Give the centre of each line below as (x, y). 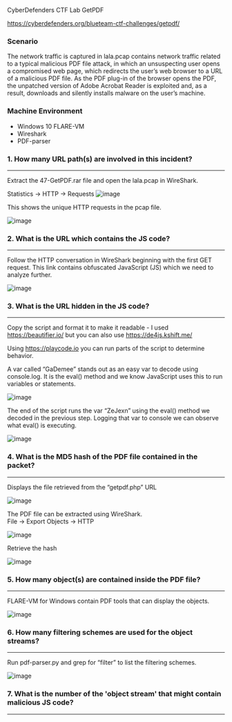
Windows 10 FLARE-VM (51, 126)
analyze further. (30, 275)
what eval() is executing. (42, 426)
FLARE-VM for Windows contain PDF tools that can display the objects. (108, 601)
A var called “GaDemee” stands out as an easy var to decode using (103, 369)
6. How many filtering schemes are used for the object (100, 632)
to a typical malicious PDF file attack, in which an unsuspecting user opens (114, 64)
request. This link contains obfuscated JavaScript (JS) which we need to (110, 268)
